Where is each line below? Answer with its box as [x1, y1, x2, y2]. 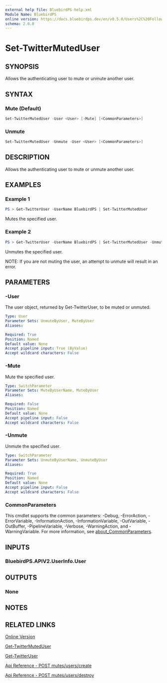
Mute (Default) [5, 105, 41, 112]
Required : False [5, 402, 39, 407]
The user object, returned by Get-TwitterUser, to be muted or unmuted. [5, 304, 151, 310]
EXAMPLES [5, 181, 41, 189]
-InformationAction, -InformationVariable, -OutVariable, [34, 518, 148, 524]
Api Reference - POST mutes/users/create [5, 663, 92, 669]
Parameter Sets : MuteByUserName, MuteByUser [5, 388, 99, 393]
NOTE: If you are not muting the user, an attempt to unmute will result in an [5, 258, 158, 264]
